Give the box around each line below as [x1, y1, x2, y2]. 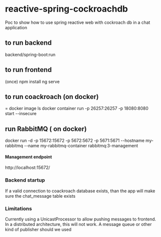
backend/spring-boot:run [5, 51, 56, 57]
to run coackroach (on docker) [5, 92, 99, 101]
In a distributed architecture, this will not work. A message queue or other [5, 221, 152, 227]
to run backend [5, 39, 52, 47]
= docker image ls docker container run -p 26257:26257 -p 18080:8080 [5, 105, 149, 111]
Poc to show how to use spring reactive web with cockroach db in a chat [5, 19, 150, 25]
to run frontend [5, 66, 52, 74]
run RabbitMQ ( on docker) [5, 125, 87, 133]
